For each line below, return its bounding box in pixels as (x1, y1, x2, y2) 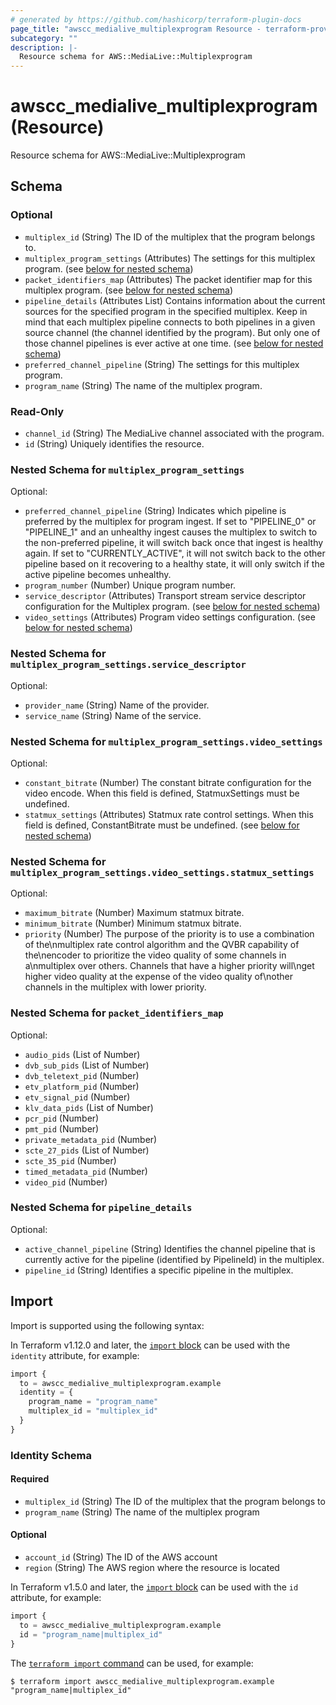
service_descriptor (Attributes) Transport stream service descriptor (24, 590, 307, 602)
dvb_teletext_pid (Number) (24, 1069, 140, 1081)
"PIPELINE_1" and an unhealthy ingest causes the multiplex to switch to (24, 526, 318, 538)
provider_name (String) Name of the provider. (24, 699, 210, 711)
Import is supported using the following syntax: (10, 1319, 205, 1331)
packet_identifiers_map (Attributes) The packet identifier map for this (24, 273, 313, 285)
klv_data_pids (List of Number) (24, 1101, 154, 1113)
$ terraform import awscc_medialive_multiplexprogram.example (10, 1676, 275, 1686)
